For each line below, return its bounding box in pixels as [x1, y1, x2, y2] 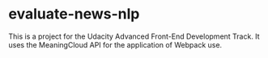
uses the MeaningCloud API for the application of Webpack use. [8, 39, 223, 49]
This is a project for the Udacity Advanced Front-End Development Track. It [8, 31, 261, 41]
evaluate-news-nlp [8, 5, 140, 23]
